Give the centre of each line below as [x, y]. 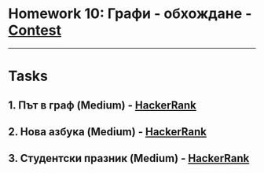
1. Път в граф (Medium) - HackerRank [102, 105]
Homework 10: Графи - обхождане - [130, 14]
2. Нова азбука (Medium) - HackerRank [107, 132]
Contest [35, 30]
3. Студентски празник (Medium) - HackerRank [129, 158]
